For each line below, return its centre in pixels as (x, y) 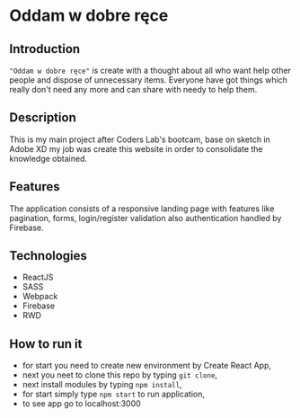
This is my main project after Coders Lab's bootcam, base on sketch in (140, 139)
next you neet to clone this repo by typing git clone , (120, 375)
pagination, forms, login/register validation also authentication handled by (146, 218)
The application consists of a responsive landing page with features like (142, 209)
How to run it (46, 344)
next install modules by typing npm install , (102, 385)
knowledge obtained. (49, 158)
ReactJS (38, 277)
